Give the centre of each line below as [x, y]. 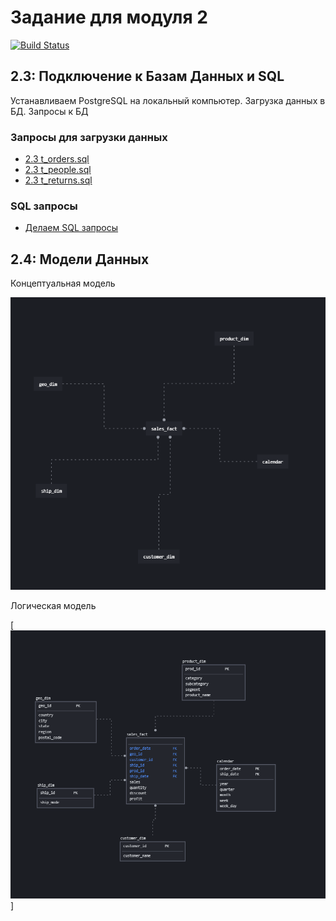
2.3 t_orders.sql [57, 159]
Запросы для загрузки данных [89, 137]
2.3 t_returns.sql [58, 180]
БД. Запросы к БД [49, 111]
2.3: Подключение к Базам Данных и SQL [147, 76]
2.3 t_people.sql [58, 170]
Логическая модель [53, 606]
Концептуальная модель [63, 283]
